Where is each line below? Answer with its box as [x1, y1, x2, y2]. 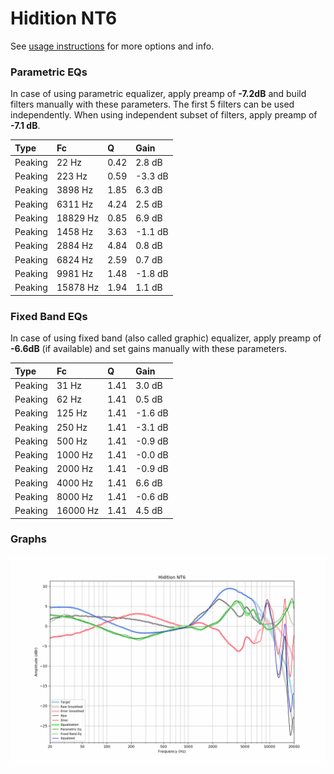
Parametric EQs [10, 65, 88, 79]
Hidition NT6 [10, 7, 118, 30]
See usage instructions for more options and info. [10, 40, 215, 52]
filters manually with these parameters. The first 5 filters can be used [10, 98, 295, 111]
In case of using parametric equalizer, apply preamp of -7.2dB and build [10, 88, 307, 100]
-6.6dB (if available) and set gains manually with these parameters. [10, 343, 288, 355]
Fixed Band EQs [10, 309, 88, 323]
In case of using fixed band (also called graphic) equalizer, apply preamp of [10, 332, 322, 344]
